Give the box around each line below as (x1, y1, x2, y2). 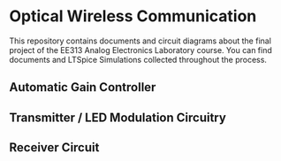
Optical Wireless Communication (9, 6, 257, 27)
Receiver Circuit (9, 140, 100, 156)
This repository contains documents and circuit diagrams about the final (9, 35, 272, 46)
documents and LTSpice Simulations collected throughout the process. (9, 54, 268, 65)
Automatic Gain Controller (9, 80, 156, 95)
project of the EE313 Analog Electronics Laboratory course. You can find (9, 44, 272, 55)
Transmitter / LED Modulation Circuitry (9, 110, 227, 125)
